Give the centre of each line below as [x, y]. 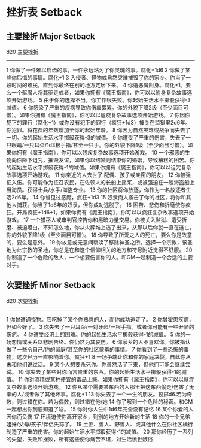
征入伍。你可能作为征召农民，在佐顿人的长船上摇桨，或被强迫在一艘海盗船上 [100, 182]
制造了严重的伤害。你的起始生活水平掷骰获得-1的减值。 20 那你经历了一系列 [100, 431]
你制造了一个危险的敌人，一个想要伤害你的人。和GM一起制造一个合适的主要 [100, 257]
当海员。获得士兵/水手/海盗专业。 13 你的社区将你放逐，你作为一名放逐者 [96, 190]
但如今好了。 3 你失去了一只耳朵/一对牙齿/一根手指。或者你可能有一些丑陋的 [100, 326]
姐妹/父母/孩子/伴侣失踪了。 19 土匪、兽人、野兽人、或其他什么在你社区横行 [100, 424]
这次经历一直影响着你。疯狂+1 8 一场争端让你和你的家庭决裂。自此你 [101, 356]
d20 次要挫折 [22, 301]
